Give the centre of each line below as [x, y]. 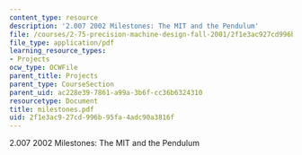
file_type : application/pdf [62, 43]
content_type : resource [54, 17]
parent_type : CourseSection [62, 84]
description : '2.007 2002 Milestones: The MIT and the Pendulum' [134, 26]
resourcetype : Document [54, 101]
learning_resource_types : [58, 51]
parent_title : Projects [54, 76]
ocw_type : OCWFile [44, 68]
